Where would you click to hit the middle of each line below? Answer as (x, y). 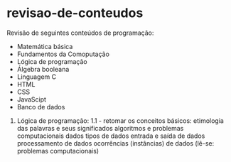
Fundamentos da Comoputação (63, 54)
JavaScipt (32, 99)
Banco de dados (41, 107)
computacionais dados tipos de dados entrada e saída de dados (111, 136)
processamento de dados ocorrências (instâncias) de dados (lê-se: (116, 143)
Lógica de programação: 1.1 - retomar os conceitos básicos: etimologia (120, 120)
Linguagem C (37, 77)
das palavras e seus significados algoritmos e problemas (100, 128)
